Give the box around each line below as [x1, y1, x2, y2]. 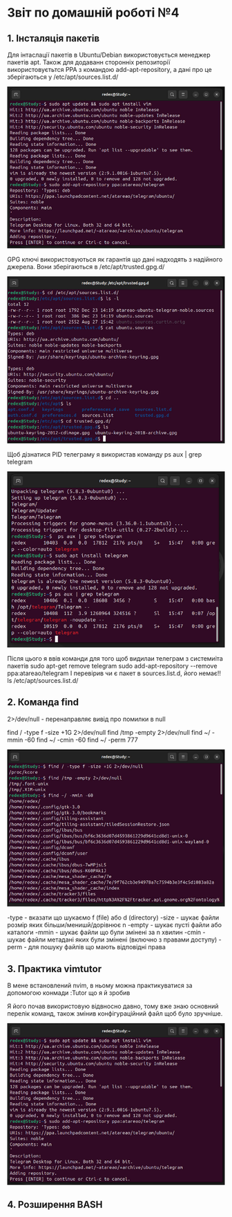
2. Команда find [7, 697, 79, 708]
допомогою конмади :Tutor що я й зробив [7, 988, 130, 997]
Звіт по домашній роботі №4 [7, 5, 180, 21]
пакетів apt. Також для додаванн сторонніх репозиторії [7, 58, 171, 66]
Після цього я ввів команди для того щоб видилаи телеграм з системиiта [7, 654, 223, 662]
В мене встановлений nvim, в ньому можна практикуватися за [7, 981, 193, 989]
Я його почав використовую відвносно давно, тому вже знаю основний [7, 1002, 219, 1010]
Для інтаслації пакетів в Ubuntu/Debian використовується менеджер [7, 51, 211, 59]
